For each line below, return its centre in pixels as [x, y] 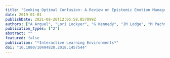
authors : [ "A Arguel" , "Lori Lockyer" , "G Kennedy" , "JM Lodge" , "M [79, 24]
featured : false [22, 38]
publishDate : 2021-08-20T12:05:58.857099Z [51, 19]
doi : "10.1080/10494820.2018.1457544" [46, 47]
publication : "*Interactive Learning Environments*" [62, 43]
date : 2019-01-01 [24, 15]
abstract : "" [19, 33]
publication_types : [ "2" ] [32, 29]
